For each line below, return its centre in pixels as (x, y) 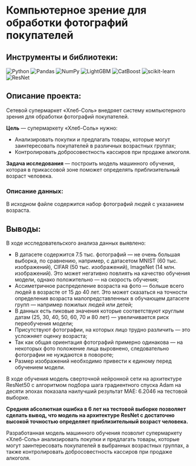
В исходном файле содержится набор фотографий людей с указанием (95, 204)
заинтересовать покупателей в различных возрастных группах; (95, 146)
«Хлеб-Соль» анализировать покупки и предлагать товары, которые (93, 439)
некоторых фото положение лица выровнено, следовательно (92, 348)
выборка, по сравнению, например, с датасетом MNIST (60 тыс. (96, 261)
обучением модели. (40, 367)
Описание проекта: (44, 96)
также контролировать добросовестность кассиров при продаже (89, 451)
